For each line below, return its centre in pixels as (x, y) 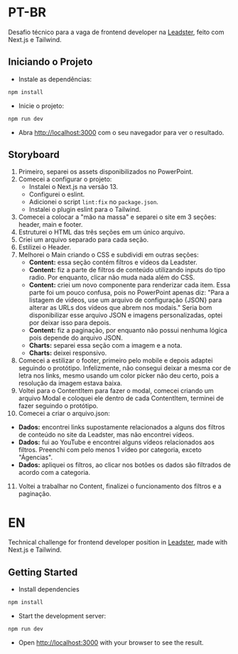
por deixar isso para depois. (70, 323)
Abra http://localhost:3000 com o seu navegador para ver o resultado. (121, 132)
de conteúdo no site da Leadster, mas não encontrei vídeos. (106, 435)
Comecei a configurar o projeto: (65, 179)
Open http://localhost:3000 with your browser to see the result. (111, 642)
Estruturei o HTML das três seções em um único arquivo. (102, 232)
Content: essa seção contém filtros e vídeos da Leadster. (113, 262)
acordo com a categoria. (54, 473)
